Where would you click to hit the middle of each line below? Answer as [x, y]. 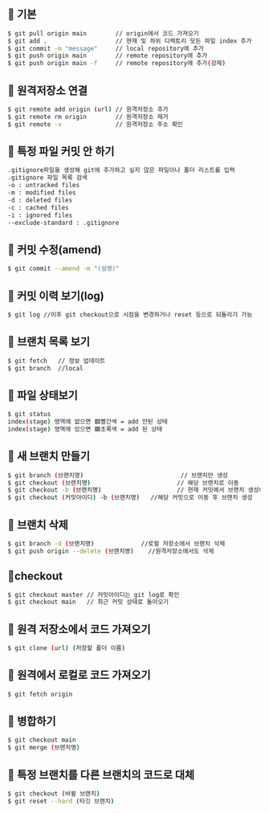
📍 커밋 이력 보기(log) [56, 296]
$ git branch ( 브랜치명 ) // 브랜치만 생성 [118, 475]
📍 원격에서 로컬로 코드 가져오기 [79, 675]
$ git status [29, 415]
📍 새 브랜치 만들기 [49, 456]
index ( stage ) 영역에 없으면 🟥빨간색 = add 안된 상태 [88, 422]
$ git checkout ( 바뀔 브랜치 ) [54, 794]
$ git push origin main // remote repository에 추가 [108, 56]
